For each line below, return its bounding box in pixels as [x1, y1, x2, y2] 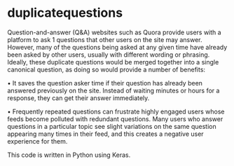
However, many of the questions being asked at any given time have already [7, 43, 228, 51]
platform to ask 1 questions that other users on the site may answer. [7, 35, 202, 43]
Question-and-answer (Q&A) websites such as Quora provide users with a [7, 28, 222, 36]
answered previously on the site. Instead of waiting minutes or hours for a [7, 86, 220, 95]
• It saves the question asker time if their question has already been [7, 78, 203, 87]
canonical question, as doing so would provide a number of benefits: [7, 65, 205, 74]
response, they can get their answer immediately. [7, 93, 150, 102]
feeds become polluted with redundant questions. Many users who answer [7, 114, 223, 123]
